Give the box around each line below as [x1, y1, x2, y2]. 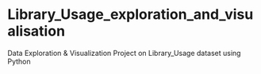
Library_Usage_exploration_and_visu [7, 6, 254, 24]
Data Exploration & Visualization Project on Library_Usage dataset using [7, 48, 241, 57]
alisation [7, 22, 65, 40]
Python [7, 57, 31, 66]
